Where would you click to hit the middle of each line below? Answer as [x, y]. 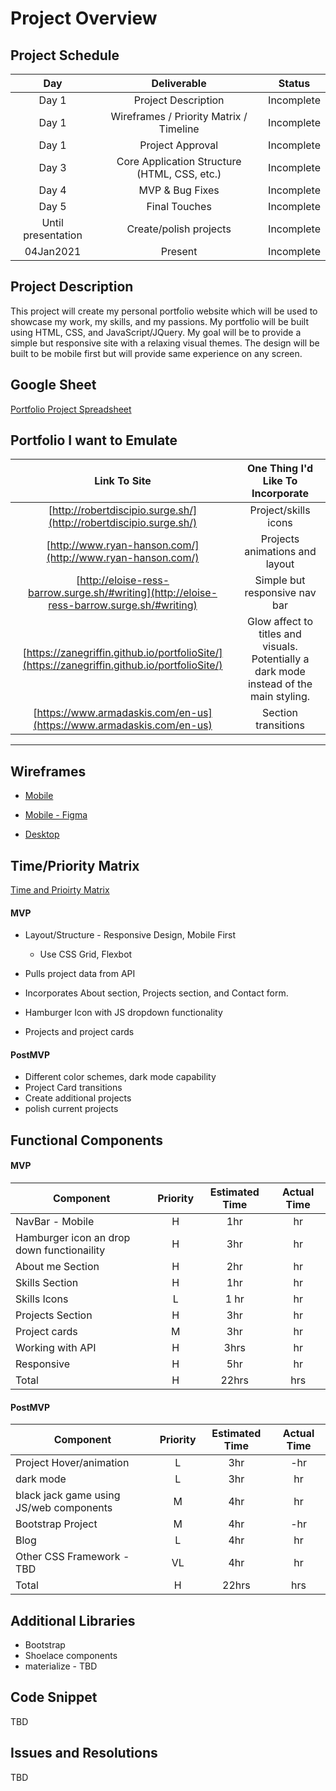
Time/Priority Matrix [75, 865]
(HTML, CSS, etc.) [179, 174]
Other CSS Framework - [72, 1557]
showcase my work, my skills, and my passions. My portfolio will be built [159, 321]
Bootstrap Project [56, 1524]
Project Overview [84, 18]
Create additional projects [78, 1098]
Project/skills [280, 510]
